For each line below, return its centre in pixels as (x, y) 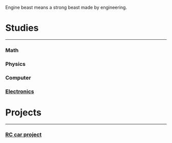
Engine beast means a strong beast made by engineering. (66, 7)
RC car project (24, 135)
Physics (15, 64)
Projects (24, 112)
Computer (18, 78)
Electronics (20, 91)
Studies (22, 28)
